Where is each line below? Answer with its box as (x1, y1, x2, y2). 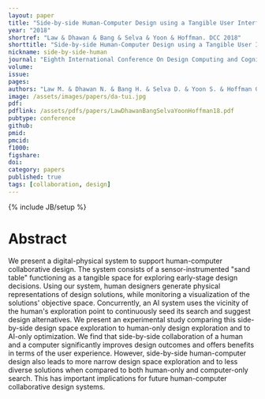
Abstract (8, 230, 67, 247)
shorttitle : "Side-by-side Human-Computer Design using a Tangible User (8, 41, 252, 49)
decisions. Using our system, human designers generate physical (8, 281, 221, 291)
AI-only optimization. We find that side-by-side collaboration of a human (8, 331, 243, 341)
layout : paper (8, 11, 55, 20)
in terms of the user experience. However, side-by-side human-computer (8, 348, 247, 358)
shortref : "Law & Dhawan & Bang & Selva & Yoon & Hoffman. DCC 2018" (8, 33, 242, 42)
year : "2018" (8, 26, 51, 34)
